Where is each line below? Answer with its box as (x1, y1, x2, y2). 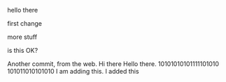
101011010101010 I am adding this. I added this (7, 67, 139, 75)
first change (7, 19, 42, 27)
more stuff (7, 33, 37, 41)
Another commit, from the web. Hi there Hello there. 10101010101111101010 (7, 60, 219, 68)
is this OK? (7, 47, 38, 54)
